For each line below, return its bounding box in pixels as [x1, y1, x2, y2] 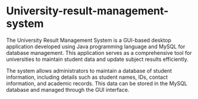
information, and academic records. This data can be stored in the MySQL [6, 79, 187, 87]
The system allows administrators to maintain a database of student [6, 67, 172, 74]
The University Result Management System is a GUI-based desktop [6, 36, 171, 44]
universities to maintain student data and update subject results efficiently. [6, 55, 189, 63]
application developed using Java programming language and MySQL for [6, 43, 186, 50]
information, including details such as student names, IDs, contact [6, 73, 168, 81]
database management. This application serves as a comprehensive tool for [6, 49, 192, 56]
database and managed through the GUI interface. [6, 86, 130, 93]
